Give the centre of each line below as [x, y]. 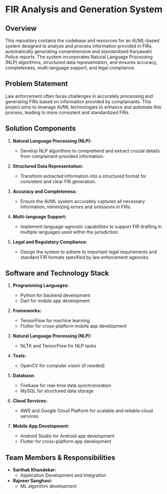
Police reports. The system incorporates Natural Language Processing [79, 57]
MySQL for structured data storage [57, 391]
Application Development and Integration [63, 475]
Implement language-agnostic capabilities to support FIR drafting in [91, 227]
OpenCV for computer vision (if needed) [63, 366]
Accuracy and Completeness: [45, 191]
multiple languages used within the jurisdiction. [70, 232]
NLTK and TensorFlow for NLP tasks [58, 346]
